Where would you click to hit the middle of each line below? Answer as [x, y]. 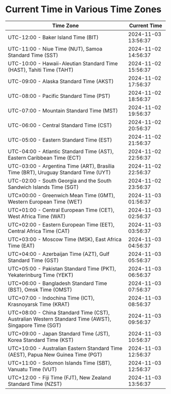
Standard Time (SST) [33, 55]
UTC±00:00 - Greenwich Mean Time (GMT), [62, 195]
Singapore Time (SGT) [35, 325]
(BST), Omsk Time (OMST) [40, 290]
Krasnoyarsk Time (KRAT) [39, 304]
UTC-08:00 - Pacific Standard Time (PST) [59, 96]
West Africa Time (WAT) [37, 216]
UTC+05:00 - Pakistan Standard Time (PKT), [62, 269]
